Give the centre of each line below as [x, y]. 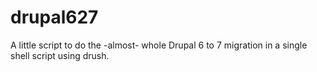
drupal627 [54, 17]
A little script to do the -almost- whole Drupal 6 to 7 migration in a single [159, 45]
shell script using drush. [60, 55]
